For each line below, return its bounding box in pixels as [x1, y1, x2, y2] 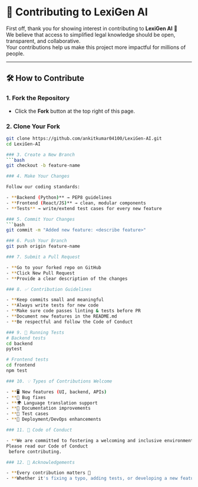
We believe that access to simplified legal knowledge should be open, [6, 31, 176, 38]
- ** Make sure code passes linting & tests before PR [6, 308, 141, 314]
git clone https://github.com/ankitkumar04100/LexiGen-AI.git [6, 135, 162, 141]
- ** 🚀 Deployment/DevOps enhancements [6, 416, 101, 423]
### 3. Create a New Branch [6, 152, 75, 158]
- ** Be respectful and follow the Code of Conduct [6, 319, 133, 325]
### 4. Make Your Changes [6, 174, 70, 179]
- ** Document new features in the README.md [6, 313, 117, 319]
